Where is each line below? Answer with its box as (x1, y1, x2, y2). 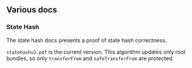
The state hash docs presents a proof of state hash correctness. (6, 36, 167, 44)
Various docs (6, 5, 58, 15)
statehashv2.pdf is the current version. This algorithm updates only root (6, 48, 186, 55)
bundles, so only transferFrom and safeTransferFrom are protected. (6, 54, 174, 62)
